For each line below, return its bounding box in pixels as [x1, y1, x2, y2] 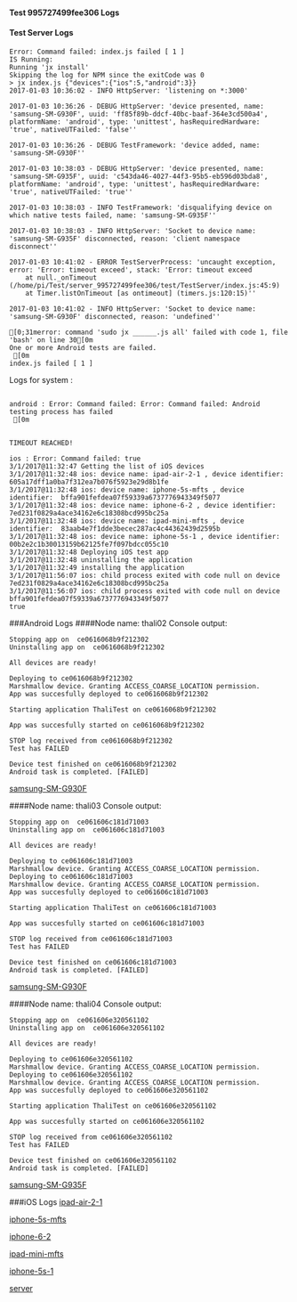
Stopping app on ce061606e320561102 [9, 1015, 149, 1024]
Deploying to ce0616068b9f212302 [9, 673, 133, 683]
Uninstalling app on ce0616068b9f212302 [9, 642, 165, 652]
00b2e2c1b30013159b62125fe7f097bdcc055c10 [9, 540, 169, 549]
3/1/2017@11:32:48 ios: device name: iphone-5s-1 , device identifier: [9, 532, 280, 541]
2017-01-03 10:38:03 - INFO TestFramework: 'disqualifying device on [9, 203, 273, 212]
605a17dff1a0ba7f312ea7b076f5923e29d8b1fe [9, 477, 169, 486]
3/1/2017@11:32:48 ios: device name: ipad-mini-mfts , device [9, 517, 245, 525]
